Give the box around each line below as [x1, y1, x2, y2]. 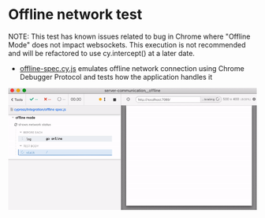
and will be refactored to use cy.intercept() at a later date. [8, 48, 196, 58]
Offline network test [8, 6, 143, 24]
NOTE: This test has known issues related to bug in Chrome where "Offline [8, 32, 251, 41]
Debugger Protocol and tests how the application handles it [19, 72, 213, 81]
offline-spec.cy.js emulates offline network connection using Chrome [19, 63, 244, 73]
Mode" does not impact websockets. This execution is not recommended [8, 39, 246, 49]
